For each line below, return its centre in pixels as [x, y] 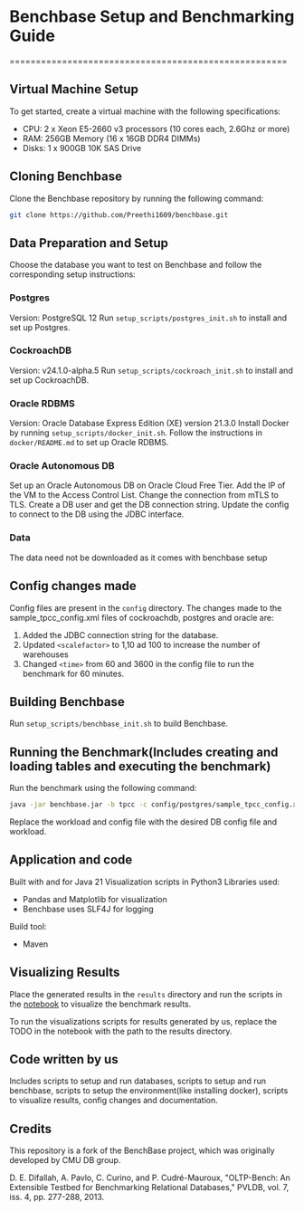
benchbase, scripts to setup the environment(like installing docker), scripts [149, 1091]
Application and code [71, 860]
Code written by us [64, 1059]
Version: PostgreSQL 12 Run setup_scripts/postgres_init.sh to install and [148, 318]
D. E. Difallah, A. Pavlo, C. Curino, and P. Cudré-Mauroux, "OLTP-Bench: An [150, 1178]
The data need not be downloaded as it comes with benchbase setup [138, 558]
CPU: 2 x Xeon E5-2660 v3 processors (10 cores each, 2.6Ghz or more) [156, 129]
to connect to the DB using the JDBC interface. [97, 514]
